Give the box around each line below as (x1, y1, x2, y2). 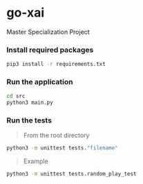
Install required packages (6, 45, 94, 55)
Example (23, 157, 49, 165)
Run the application (6, 77, 73, 87)
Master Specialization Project (6, 28, 90, 36)
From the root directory (23, 131, 90, 140)
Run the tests (6, 116, 53, 125)
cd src (6, 93, 26, 100)
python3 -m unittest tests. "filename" (6, 145, 118, 151)
